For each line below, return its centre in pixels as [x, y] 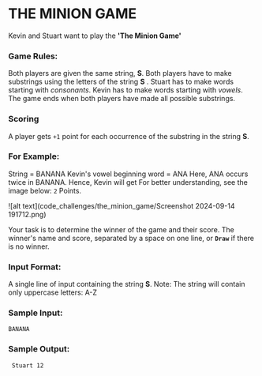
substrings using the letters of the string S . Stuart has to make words [121, 82]
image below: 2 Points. [45, 190]
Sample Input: [36, 313]
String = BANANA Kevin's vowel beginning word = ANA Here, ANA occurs [128, 174]
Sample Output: [39, 349]
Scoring [24, 119]
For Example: [34, 156]
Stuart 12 [28, 365]
